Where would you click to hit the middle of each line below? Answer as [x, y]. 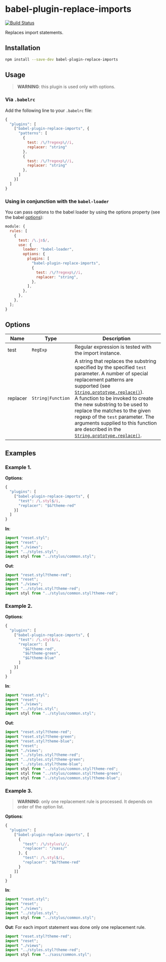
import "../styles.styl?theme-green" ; [45, 760]
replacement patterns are [104, 380]
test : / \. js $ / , [34, 240]
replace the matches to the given [113, 411]
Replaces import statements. [34, 32]
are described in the [98, 429]
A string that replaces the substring [116, 361]
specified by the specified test [111, 368]
